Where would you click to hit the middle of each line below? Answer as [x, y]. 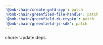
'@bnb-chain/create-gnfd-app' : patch [44, 10]
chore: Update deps [26, 38]
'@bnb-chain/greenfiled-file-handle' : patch [52, 14]
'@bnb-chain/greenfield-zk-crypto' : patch [50, 19]
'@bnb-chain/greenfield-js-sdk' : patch [46, 23]
